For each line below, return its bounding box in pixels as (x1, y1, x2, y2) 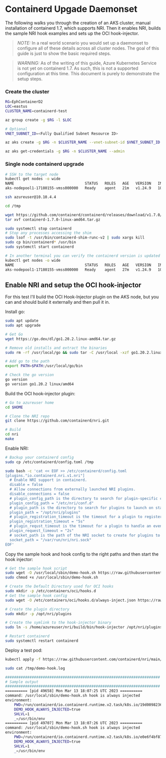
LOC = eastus (5, 104, 28, 109)
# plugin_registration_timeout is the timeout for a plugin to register (9, 515, 163, 520)
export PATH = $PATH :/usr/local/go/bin (5, 364, 83, 369)
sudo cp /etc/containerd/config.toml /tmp (5, 459, 94, 465)
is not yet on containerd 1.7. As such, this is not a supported (17, 65, 138, 71)
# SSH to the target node (5, 172, 58, 177)
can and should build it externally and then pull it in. (5, 299, 110, 305)
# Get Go (5, 332, 23, 337)
